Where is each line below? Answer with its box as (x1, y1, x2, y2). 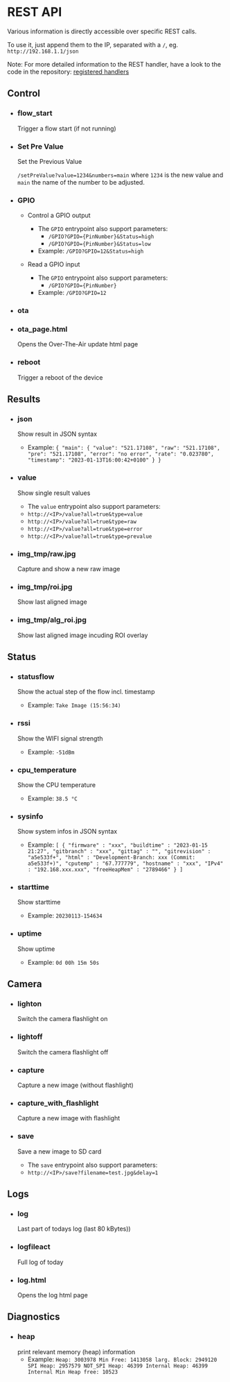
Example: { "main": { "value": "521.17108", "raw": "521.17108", (27, 444, 220, 452)
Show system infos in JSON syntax (17, 827, 118, 836)
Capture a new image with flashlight (17, 1114, 120, 1122)
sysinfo (17, 811, 44, 821)
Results (7, 394, 41, 405)
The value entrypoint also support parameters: (27, 502, 161, 510)
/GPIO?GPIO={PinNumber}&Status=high (48, 233, 154, 240)
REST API (7, 4, 62, 20)
